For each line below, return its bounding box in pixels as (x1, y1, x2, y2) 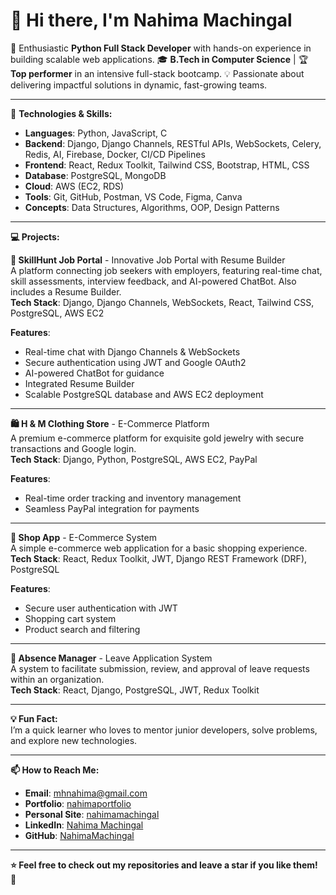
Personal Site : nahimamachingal (24, 808, 160, 820)
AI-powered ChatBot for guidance (24, 367, 165, 379)
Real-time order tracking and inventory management (24, 492, 242, 504)
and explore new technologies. (10, 734, 138, 746)
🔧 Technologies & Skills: (10, 107, 113, 119)
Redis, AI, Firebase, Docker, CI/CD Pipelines (24, 148, 206, 160)
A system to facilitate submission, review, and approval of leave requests (10, 662, 310, 674)
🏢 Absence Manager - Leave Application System (10, 652, 213, 664)
